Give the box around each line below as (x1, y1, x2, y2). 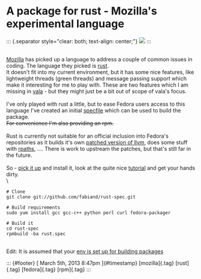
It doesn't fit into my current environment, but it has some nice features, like (6, 68, 194, 76)
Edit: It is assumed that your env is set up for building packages (6, 248, 164, 255)
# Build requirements (6, 204, 61, 210)
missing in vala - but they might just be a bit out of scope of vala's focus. (6, 87, 187, 94)
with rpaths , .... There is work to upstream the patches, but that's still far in (6, 145, 191, 152)
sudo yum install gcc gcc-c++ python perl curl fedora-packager (6, 209, 171, 216)
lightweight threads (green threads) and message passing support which (6, 75, 187, 82)
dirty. (6, 170, 19, 178)
